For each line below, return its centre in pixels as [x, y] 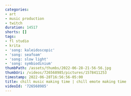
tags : [10, 37]
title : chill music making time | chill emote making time [66, 81]
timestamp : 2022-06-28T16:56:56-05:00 [44, 77]
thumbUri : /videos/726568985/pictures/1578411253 [56, 73]
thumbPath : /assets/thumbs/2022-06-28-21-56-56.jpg [58, 68]
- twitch [14, 23]
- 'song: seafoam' [23, 55]
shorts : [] [16, 32]
